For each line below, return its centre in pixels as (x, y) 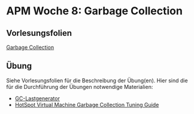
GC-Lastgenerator (37, 98)
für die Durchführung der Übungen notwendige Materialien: (80, 87)
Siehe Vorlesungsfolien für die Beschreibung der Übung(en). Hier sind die (97, 80)
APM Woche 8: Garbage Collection (94, 11)
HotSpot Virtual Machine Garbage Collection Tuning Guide (87, 104)
